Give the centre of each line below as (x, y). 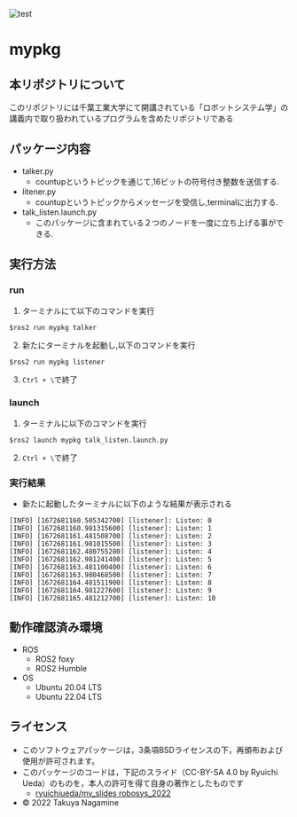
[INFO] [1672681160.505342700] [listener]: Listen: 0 (111, 521)
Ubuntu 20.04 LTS (69, 687)
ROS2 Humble (61, 668)
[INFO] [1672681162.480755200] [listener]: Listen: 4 (111, 552)
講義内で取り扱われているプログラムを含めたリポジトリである (121, 118)
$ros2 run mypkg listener (57, 362)
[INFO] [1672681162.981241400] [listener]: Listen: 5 (111, 560)
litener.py (39, 192)
